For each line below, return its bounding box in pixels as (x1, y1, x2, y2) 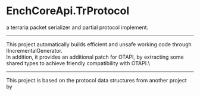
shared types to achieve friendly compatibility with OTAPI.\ (6, 59, 150, 66)
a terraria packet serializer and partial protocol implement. (6, 24, 149, 31)
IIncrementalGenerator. (6, 47, 63, 54)
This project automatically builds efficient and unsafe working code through (6, 40, 192, 48)
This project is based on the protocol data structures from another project (6, 76, 187, 84)
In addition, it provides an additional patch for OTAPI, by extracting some (6, 53, 184, 60)
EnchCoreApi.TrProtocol (6, 4, 130, 18)
